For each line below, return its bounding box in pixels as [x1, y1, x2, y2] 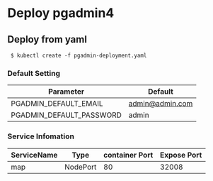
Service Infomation [7, 131, 74, 141]
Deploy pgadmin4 [7, 5, 115, 21]
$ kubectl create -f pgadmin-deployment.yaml [10, 52, 147, 59]
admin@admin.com [128, 99, 193, 109]
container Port [103, 150, 154, 160]
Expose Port [160, 150, 202, 160]
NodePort [64, 162, 97, 172]
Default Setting [7, 68, 61, 78]
